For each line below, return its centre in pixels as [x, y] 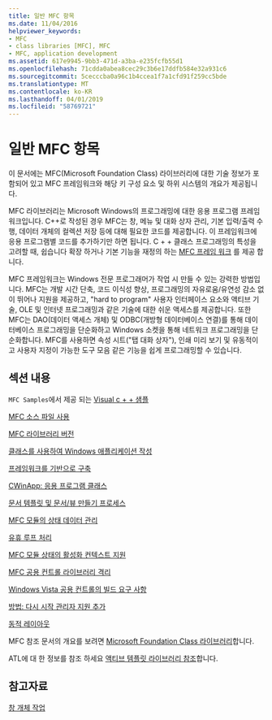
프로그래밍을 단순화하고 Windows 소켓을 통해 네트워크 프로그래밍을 [143, 330]
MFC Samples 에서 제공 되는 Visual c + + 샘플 [78, 399]
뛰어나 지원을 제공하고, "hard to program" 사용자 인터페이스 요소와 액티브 [134, 299]
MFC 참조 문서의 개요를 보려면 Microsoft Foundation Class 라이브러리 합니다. [131, 641]
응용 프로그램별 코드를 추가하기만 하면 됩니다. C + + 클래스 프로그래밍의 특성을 [133, 241]
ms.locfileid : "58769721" [52, 106]
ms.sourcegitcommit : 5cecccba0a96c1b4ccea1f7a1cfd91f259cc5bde [118, 76]
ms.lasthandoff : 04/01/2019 [56, 99]
